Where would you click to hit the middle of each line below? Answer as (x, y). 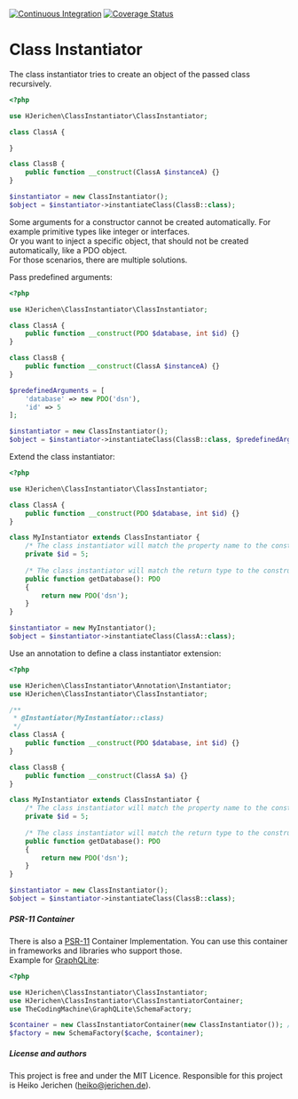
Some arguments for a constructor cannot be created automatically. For (140, 221)
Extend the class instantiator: (62, 457)
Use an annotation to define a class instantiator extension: (115, 653)
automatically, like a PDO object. (68, 250)
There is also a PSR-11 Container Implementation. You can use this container (149, 941)
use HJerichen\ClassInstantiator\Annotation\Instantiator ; (121, 686)
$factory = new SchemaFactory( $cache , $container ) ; (106, 1033)
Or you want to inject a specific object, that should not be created (129, 241)
